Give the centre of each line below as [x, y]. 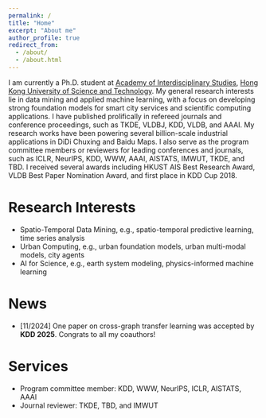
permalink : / [30, 15]
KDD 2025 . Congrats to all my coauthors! [88, 334]
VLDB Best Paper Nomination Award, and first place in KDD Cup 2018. [123, 175]
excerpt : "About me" [43, 30]
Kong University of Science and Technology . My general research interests [131, 91]
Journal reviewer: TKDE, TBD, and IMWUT [89, 405]
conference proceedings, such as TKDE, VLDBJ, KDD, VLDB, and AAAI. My [131, 125]
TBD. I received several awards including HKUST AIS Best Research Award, [132, 167]
